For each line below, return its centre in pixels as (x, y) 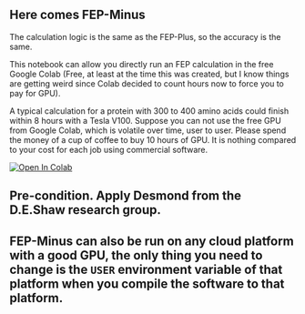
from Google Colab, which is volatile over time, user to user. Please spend (148, 130)
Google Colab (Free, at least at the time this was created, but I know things (149, 74)
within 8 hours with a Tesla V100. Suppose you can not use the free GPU (146, 120)
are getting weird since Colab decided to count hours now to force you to (147, 83)
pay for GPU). (35, 93)
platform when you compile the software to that (147, 284)
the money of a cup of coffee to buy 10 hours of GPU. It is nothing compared (153, 139)
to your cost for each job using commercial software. (108, 149)
